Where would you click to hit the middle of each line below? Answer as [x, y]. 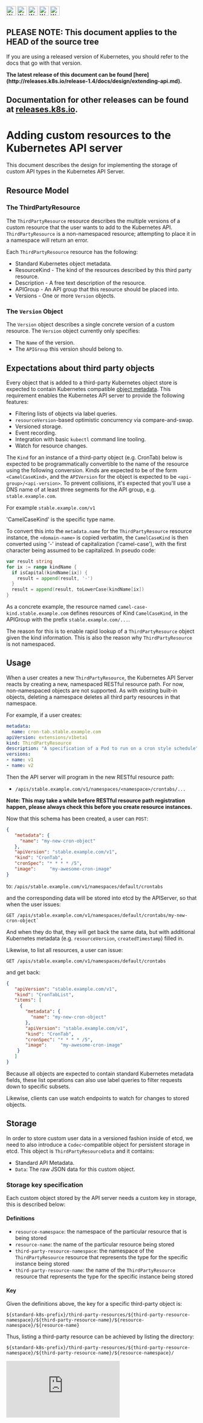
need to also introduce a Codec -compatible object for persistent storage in [98, 1144]
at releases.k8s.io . [42, 110]
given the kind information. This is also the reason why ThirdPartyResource [99, 638]
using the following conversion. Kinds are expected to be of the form [92, 470]
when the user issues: [34, 904]
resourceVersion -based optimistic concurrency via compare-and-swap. [104, 420]
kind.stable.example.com [37, 614]
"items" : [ [28, 1000]
